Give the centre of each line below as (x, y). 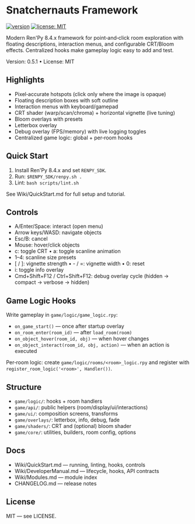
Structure (24, 387)
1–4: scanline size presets (45, 258)
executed (26, 351)
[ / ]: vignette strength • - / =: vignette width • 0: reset (79, 263)
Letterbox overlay (36, 125)
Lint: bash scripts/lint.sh (47, 183)
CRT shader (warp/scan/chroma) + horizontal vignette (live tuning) (95, 112)
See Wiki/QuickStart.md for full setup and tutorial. (66, 194)
